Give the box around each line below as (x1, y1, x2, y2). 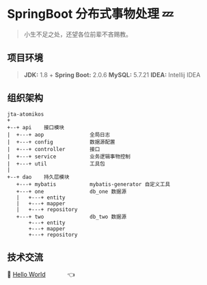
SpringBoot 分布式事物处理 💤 (7, 6, 174, 22)
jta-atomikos (7, 111, 44, 118)
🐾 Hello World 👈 (7, 271, 75, 279)
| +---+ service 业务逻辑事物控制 (7, 153, 131, 160)
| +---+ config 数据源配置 (7, 138, 115, 146)
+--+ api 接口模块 (7, 124, 65, 131)
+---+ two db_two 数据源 (16, 213, 127, 220)
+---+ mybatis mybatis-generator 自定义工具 (16, 180, 171, 188)
